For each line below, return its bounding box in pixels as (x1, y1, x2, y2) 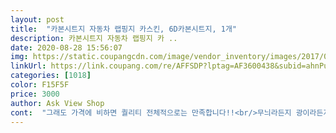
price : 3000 (10, 89, 60, 99)
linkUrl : (10, 61, 47, 71)
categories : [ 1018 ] (10, 71, 92, 81)
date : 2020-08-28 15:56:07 (10, 42, 123, 53)
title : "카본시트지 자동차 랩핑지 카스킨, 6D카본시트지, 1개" (10, 24, 237, 34)
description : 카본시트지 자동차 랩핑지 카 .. (10, 33, 178, 43)
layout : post (10, 14, 65, 25)
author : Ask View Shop (10, 98, 105, 108)
